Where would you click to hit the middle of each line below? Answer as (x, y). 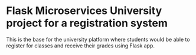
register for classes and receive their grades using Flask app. (81, 46)
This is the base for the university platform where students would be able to (98, 39)
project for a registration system (87, 23)
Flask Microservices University (84, 11)
